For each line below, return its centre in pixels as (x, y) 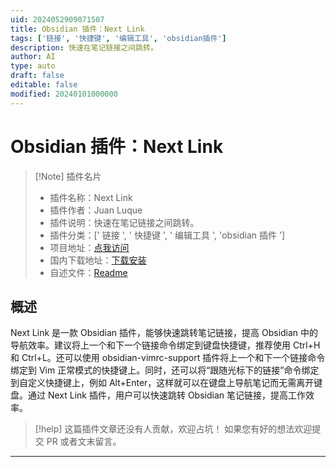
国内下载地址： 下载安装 (98, 260)
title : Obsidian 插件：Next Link (77, 29)
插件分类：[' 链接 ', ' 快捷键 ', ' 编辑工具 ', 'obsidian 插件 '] (167, 235)
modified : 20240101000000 (64, 94)
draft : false (37, 76)
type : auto (33, 66)
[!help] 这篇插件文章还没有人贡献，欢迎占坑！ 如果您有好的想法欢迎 (173, 429)
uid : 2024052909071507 (57, 19)
